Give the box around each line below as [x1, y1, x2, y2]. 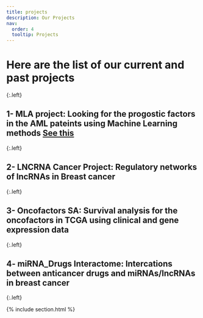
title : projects [6, 9, 48, 15]
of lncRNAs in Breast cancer [6, 172, 116, 182]
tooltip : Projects [12, 32, 59, 38]
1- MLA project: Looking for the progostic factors [6, 109, 196, 119]
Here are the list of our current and [6, 58, 185, 72]
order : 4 [12, 26, 34, 32]
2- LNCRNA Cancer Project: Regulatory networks [6, 162, 197, 172]
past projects [6, 71, 75, 85]
